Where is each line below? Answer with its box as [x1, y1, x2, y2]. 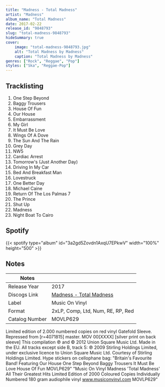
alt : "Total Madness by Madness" [14, 49, 84, 54]
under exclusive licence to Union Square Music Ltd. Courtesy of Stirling [5, 349, 153, 355]
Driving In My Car [12, 164, 49, 170]
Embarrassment [12, 116, 46, 122]
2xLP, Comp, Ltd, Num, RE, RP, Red [51, 307, 134, 314]
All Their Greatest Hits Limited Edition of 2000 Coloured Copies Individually [5, 371, 160, 377]
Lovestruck [12, 175, 36, 181]
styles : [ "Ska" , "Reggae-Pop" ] [5, 63, 71, 68]
